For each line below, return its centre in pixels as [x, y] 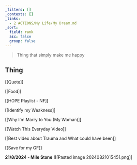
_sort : [12, 28]
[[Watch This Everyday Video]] [36, 129]
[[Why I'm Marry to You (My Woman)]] [43, 119]
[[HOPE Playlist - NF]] [27, 100]
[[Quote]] [14, 82]
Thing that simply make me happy [51, 55]
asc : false [20, 37]
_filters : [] [18, 9]
